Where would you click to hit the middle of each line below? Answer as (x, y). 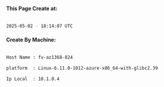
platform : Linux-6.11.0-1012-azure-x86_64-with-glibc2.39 (82, 69)
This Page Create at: (32, 8)
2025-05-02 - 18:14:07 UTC (40, 26)
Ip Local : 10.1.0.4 (33, 79)
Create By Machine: (31, 39)
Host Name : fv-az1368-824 (40, 58)
